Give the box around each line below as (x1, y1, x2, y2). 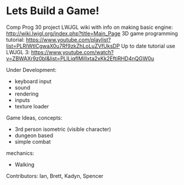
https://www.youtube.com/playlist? (25, 36, 111, 43)
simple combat (14, 138, 51, 145)
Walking (14, 161, 35, 168)
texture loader (14, 103, 49, 110)
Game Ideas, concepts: (6, 114, 63, 121)
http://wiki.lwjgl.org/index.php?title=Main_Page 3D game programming (6, 29, 178, 37)
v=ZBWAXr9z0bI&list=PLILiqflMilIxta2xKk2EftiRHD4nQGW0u (6, 55, 155, 62)
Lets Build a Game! (6, 4, 100, 18)
